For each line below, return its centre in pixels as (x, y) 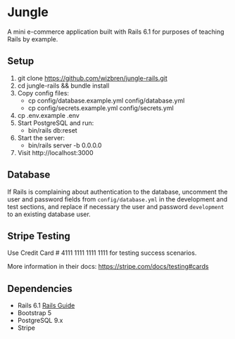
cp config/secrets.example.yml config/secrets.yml (101, 108)
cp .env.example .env (48, 115)
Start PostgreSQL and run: (56, 123)
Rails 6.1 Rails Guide (46, 305)
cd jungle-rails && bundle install (63, 86)
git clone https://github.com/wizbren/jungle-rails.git (92, 78)
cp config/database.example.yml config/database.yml (106, 100)
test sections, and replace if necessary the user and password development (116, 206)
